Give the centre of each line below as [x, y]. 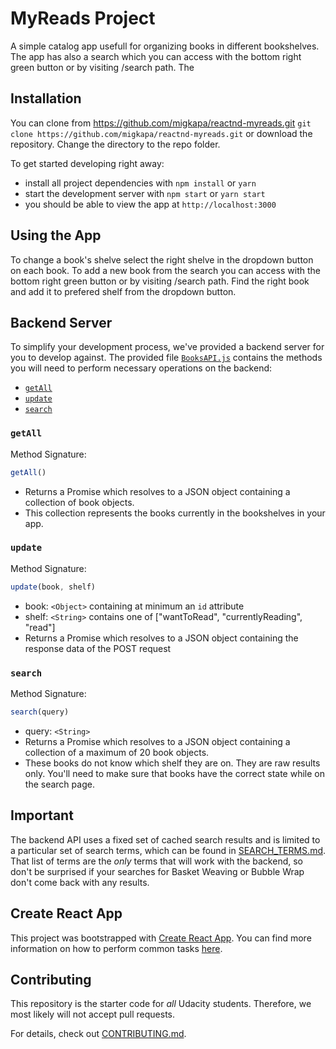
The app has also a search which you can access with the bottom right [156, 56]
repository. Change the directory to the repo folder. [115, 144]
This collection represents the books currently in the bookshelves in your [175, 513]
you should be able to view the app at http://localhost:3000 [150, 204]
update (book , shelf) [53, 587]
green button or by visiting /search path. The [102, 67]
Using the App [56, 235]
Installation [46, 98]
